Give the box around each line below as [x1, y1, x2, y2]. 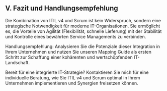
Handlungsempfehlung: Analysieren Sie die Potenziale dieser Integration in [5, 43, 160, 50]
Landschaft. [5, 59, 30, 65]
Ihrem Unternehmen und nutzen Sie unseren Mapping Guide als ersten [5, 49, 152, 55]
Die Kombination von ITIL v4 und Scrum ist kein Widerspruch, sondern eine [5, 17, 161, 23]
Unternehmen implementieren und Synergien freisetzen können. [5, 80, 138, 86]
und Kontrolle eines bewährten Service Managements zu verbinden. [5, 33, 146, 39]
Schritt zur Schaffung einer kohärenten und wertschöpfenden [5, 54, 133, 60]
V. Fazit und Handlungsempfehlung [5, 4, 118, 13]
